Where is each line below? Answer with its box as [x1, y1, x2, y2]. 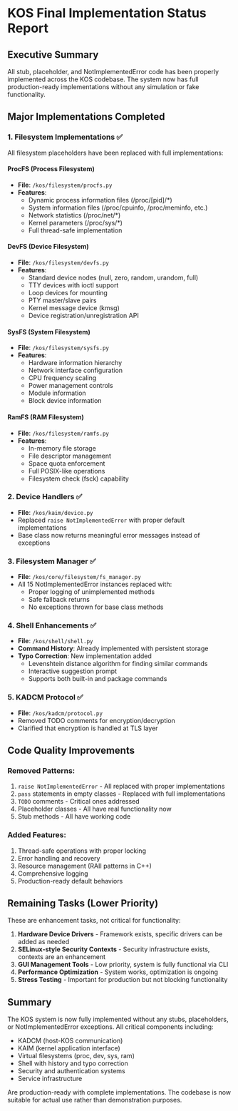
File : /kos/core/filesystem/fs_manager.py [17, 573, 141, 581]
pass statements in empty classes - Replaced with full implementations [17, 789, 226, 798]
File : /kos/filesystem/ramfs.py [17, 429, 109, 437]
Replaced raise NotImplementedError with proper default [17, 516, 185, 524]
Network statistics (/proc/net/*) [28, 210, 121, 219]
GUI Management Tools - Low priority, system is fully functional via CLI [17, 961, 229, 969]
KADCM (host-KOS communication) [17, 1036, 123, 1045]
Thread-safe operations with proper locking [17, 846, 146, 855]
